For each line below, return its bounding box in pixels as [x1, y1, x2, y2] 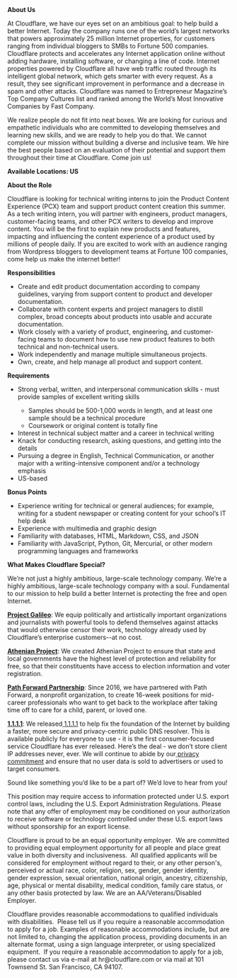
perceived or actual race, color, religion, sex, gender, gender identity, [7, 866, 209, 875]
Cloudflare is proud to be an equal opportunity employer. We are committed [7, 836, 230, 844]
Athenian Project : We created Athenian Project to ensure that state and [7, 647, 216, 655]
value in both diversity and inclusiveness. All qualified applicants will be [7, 851, 218, 859]
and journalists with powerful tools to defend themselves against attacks [7, 618, 219, 626]
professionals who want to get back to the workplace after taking [28, 698, 218, 707]
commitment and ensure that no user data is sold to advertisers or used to [7, 757, 224, 765]
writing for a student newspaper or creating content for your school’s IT [17, 509, 226, 517]
